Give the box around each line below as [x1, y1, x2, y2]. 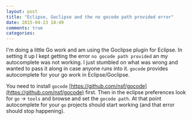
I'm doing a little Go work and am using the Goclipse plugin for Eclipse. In [6, 46, 183, 53]
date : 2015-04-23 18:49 [6, 19, 64, 25]
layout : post [6, 8, 38, 15]
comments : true [6, 25, 43, 31]
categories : [6, 30, 35, 36]
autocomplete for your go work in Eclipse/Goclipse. [6, 71, 130, 78]
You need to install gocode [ [6, 83, 71, 90]
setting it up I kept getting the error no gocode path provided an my [6, 53, 168, 60]
